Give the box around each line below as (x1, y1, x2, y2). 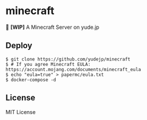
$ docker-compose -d (5, 76, 57, 83)
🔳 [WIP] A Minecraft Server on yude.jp (5, 24, 100, 31)
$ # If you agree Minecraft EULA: (5, 61, 91, 67)
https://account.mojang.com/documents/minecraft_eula (5, 66, 142, 72)
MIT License (5, 108, 36, 115)
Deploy (5, 41, 33, 51)
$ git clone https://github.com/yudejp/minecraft (5, 56, 131, 62)
